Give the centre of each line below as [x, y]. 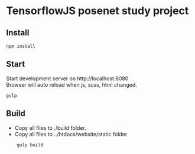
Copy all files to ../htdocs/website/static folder [71, 134]
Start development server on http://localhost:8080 [67, 78]
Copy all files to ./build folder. [51, 127]
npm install [21, 46]
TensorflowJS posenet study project [97, 11]
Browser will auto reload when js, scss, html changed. [71, 84]
